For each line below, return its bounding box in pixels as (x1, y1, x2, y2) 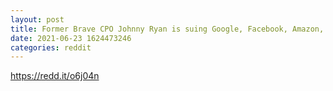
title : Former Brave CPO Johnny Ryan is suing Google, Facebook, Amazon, (10, 24, 325, 34)
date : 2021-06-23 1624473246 (10, 33, 132, 43)
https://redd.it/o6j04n (10, 70, 100, 82)
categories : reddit (10, 42, 92, 53)
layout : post (10, 14, 65, 25)
